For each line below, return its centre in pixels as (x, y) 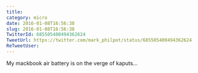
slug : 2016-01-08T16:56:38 (41, 29)
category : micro (27, 18)
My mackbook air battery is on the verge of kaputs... (72, 63)
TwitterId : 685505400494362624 (46, 35)
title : (15, 12)
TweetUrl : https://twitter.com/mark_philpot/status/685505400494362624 (99, 40)
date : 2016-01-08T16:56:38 (41, 23)
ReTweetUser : (23, 46)
